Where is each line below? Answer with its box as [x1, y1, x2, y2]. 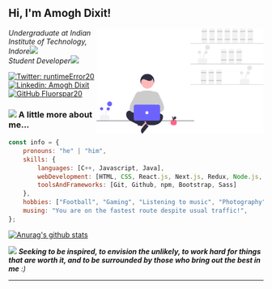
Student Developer [8, 56, 71, 66]
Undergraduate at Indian [8, 28, 91, 37]
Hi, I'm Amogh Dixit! [8, 6, 112, 20]
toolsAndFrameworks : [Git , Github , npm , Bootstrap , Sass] [37, 181, 237, 189]
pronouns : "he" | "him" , [23, 147, 107, 155]
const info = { [8, 138, 60, 147]
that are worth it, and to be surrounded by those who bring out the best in [8, 255, 261, 265]
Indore [8, 46, 31, 56]
